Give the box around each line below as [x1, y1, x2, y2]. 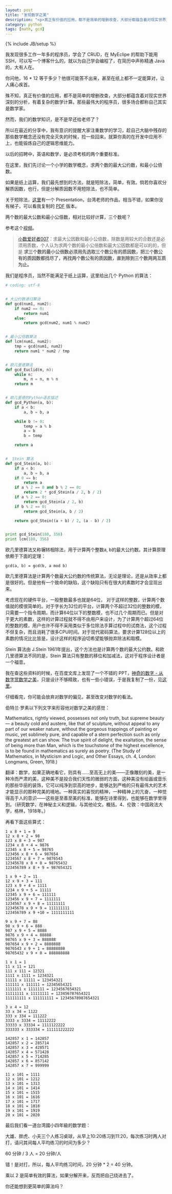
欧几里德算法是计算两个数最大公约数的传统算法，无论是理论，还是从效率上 [5, 573, 162, 579]
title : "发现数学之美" [5, 12, 49, 17]
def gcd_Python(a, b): [5, 400, 54, 405]
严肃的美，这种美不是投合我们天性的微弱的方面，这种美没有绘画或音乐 [18, 776, 167, 782]
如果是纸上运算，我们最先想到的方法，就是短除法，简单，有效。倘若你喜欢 [5, 179, 162, 186]
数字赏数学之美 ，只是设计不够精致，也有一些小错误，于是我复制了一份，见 [5, 677, 162, 683]
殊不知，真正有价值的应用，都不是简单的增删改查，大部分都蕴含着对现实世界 [5, 93, 167, 99]
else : [14, 316, 27, 321]
